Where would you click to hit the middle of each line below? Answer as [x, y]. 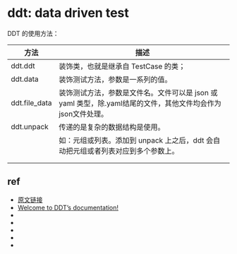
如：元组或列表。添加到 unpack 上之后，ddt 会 [136, 140]
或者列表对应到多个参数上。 [133, 151]
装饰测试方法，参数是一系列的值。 [115, 79]
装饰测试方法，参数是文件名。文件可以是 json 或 [138, 92]
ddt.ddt [23, 66]
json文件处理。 [84, 114]
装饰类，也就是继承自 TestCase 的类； [122, 66]
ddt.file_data [31, 102]
